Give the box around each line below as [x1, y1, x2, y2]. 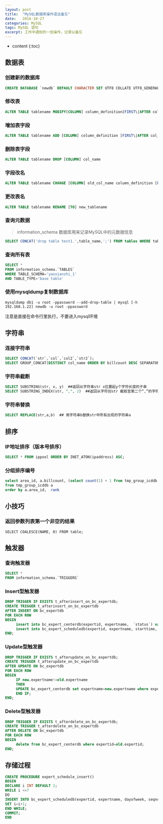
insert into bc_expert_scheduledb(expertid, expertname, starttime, [16, 626, 158, 631]
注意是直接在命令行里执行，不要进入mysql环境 [5, 313, 98, 319]
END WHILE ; [5, 806, 27, 811]
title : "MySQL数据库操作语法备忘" [5, 12, 70, 17]
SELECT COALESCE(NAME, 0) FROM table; [5, 529, 83, 534]
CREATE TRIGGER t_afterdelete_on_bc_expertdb [5, 724, 98, 729]
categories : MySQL [5, 20, 42, 26]
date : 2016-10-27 [5, 16, 45, 21]
